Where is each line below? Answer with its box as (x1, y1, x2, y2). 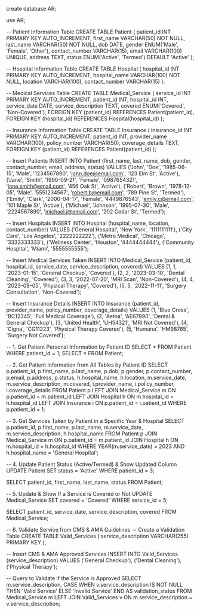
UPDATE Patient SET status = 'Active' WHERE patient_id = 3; (6, 467, 155, 474)
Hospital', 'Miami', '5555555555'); (6, 245, 89, 252)
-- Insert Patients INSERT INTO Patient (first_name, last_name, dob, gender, (6, 157, 192, 164)
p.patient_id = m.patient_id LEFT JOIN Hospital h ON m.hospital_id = (6, 393, 174, 400)
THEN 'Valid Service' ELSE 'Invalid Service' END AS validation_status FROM (6, 587, 192, 594)
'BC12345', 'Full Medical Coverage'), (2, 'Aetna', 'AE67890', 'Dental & (6, 313, 175, 319)
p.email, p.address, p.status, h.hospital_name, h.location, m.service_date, (6, 374, 187, 381)
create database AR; (6, 5, 57, 12)
